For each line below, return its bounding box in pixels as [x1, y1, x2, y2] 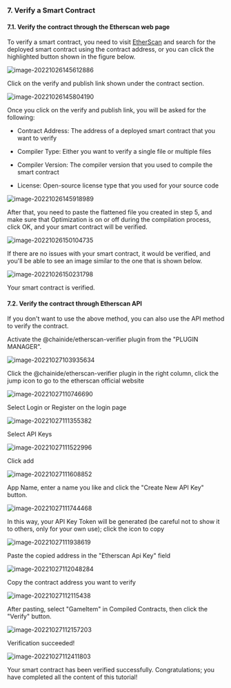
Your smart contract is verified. [7, 283, 95, 292]
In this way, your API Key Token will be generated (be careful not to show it [7, 518, 220, 526]
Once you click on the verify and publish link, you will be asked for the [7, 106, 207, 114]
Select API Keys [7, 430, 52, 438]
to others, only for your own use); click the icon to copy [7, 525, 165, 533]
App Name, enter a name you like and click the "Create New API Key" [7, 483, 205, 492]
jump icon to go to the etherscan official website [7, 376, 145, 385]
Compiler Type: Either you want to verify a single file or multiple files [17, 148, 212, 156]
